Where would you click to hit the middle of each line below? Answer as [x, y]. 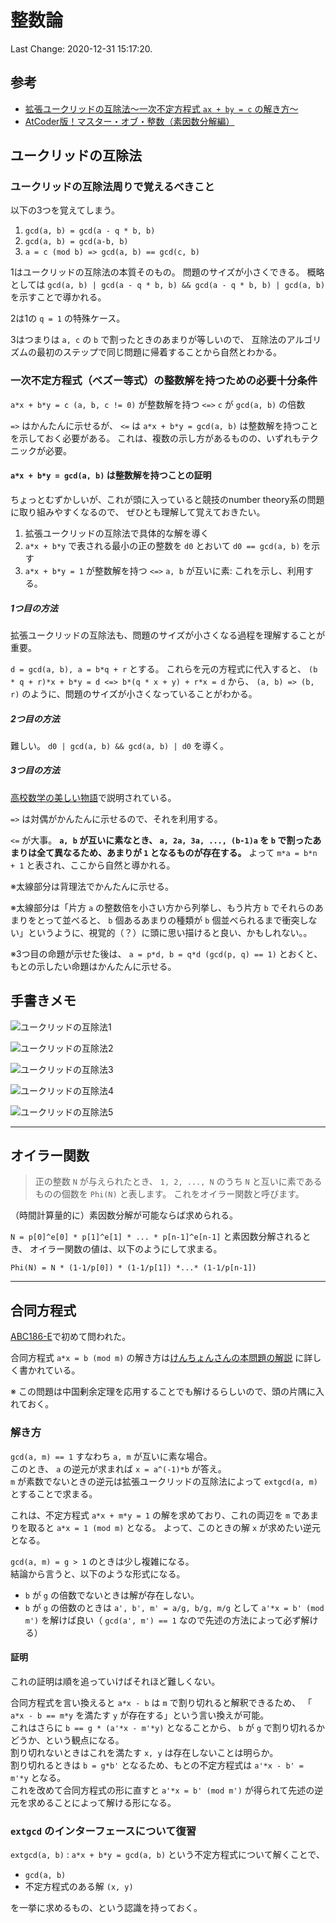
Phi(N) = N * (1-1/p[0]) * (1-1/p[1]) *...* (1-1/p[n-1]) [133, 1268]
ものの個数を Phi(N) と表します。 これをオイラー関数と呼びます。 [169, 1194]
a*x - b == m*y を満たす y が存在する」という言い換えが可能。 [140, 1715]
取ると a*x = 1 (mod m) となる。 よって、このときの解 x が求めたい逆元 [174, 1527]
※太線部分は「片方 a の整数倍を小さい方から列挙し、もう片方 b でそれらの [162, 907]
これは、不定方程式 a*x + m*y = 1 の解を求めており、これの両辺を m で [156, 1515]
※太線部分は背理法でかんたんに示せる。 [92, 886]
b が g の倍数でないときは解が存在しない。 [112, 1595]
